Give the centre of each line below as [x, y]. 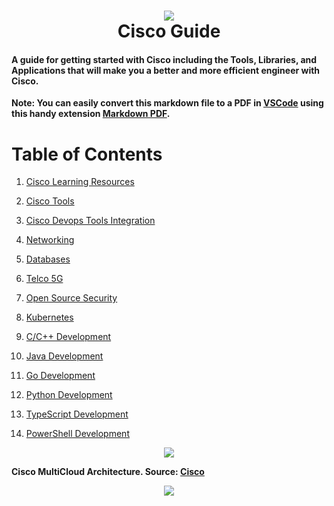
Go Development [60, 376]
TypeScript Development [77, 414]
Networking [50, 240]
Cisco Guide [169, 31]
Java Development [64, 356]
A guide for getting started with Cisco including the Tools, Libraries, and [164, 59]
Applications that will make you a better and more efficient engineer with [166, 70]
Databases [48, 259]
